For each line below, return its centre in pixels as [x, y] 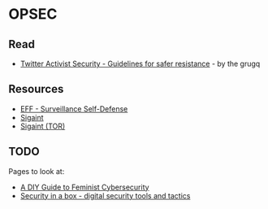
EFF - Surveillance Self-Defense [74, 109]
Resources [36, 89]
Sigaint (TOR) [43, 126]
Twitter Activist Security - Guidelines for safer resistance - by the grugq [140, 63]
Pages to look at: [37, 171]
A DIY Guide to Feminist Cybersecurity [84, 187]
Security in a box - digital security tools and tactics [105, 195]
